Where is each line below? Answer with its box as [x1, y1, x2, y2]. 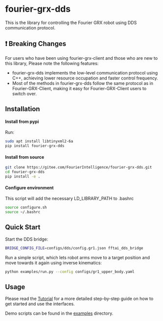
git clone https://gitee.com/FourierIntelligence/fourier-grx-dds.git [5, 165, 152, 170]
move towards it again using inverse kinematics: [5, 260, 102, 266]
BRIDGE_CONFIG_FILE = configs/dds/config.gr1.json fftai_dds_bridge [5, 246, 143, 250]
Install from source [5, 154, 45, 160]
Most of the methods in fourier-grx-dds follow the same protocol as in [12, 80, 153, 86]
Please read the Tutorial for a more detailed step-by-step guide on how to [5, 296, 154, 302]
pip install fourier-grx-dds [5, 144, 65, 148]
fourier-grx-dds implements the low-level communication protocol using [12, 70, 158, 75]
